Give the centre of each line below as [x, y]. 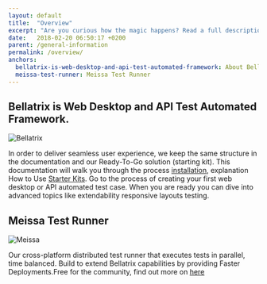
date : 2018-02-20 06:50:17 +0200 [67, 38]
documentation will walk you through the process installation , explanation [128, 171]
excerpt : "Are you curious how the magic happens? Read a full [115, 30]
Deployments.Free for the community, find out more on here [106, 272]
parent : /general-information [58, 45]
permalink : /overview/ [46, 52]
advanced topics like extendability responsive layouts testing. [109, 196]
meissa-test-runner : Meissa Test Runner [83, 75]
